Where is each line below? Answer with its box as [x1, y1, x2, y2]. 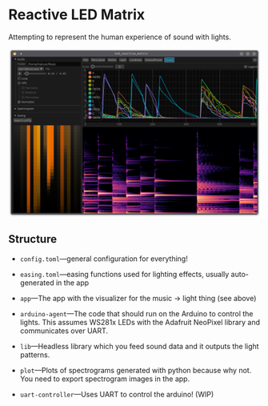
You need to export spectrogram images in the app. [19, 374, 190, 384]
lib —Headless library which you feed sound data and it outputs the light [19, 341, 259, 351]
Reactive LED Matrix [8, 6, 146, 24]
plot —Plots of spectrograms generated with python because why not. [19, 365, 252, 375]
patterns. [19, 350, 50, 360]
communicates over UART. [19, 326, 109, 336]
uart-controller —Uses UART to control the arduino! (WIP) [19, 389, 214, 399]
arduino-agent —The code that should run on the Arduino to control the [19, 308, 254, 318]
